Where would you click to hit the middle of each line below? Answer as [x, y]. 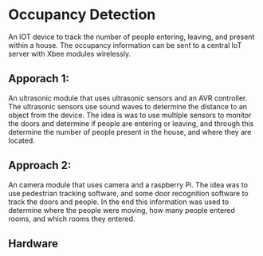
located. [22, 140]
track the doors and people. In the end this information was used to [119, 202]
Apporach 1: [39, 79]
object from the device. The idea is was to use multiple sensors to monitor [130, 115]
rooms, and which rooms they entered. [72, 219]
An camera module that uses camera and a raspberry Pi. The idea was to [128, 184]
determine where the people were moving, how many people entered [122, 210]
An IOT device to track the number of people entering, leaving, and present [131, 37]
